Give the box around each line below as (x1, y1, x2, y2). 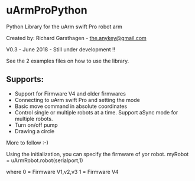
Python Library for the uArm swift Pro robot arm (6, 23, 123, 30)
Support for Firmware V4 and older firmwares (14, 90, 126, 97)
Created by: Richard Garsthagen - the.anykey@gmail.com (6, 34, 147, 41)
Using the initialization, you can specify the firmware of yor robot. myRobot (6, 150, 189, 157)
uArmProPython (6, 4, 87, 17)
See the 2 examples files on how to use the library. (6, 57, 129, 64)
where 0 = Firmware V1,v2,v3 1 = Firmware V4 (6, 168, 119, 175)
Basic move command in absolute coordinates (14, 103, 128, 110)
